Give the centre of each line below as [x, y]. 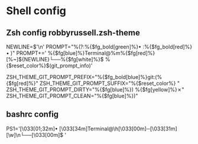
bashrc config [33, 114]
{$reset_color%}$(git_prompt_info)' [49, 66]
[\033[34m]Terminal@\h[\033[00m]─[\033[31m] [118, 129]
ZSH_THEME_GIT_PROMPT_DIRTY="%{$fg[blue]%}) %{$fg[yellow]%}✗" [95, 89]
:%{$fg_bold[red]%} [168, 47]
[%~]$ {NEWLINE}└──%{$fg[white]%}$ [55, 59]
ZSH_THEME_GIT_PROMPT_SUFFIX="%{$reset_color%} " [110, 83]
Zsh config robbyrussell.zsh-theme [73, 33]
